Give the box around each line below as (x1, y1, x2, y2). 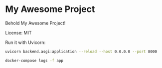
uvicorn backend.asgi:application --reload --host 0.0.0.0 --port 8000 (5, 49, 157, 54)
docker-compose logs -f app (5, 58, 64, 63)
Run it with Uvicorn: (5, 39, 46, 45)
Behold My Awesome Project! (5, 20, 66, 26)
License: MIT (5, 29, 32, 35)
